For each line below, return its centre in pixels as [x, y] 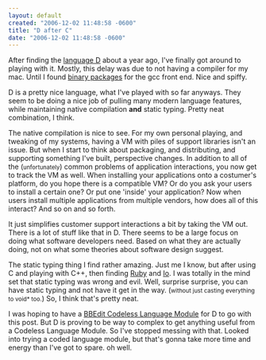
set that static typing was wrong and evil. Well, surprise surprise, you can [128, 281]
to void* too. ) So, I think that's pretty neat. [73, 299]
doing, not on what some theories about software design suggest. [116, 250]
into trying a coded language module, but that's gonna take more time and [130, 339]
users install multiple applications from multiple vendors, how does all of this [133, 201]
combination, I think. [42, 118]
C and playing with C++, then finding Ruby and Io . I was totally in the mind [129, 274]
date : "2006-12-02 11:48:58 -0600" [67, 38]
